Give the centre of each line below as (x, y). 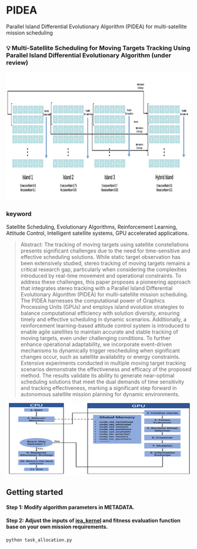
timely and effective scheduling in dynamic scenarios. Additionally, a (103, 319)
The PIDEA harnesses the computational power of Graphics (93, 301)
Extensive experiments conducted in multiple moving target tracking (103, 363)
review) (17, 62)
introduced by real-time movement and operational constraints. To (101, 275)
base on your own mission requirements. (57, 527)
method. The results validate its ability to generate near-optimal (97, 375)
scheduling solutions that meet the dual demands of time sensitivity (102, 382)
